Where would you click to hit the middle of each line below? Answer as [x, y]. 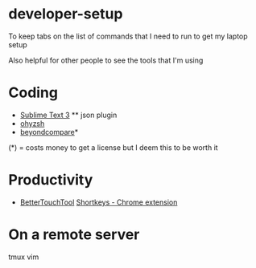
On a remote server [74, 234]
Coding [33, 93]
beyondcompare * [49, 132]
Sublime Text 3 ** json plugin [68, 115]
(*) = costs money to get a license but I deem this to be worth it [114, 147]
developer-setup [66, 14]
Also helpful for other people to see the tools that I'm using [106, 60]
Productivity [51, 180]
